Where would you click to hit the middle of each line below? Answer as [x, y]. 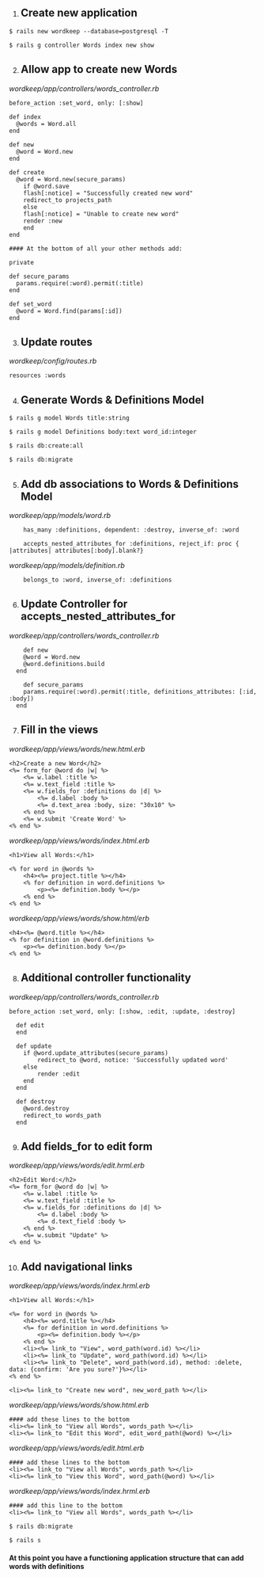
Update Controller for [74, 604]
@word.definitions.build [64, 664]
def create [27, 172]
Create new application [79, 13]
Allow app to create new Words [99, 69]
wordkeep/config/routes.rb [53, 361]
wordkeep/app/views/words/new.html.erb [77, 749]
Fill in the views [59, 730]
